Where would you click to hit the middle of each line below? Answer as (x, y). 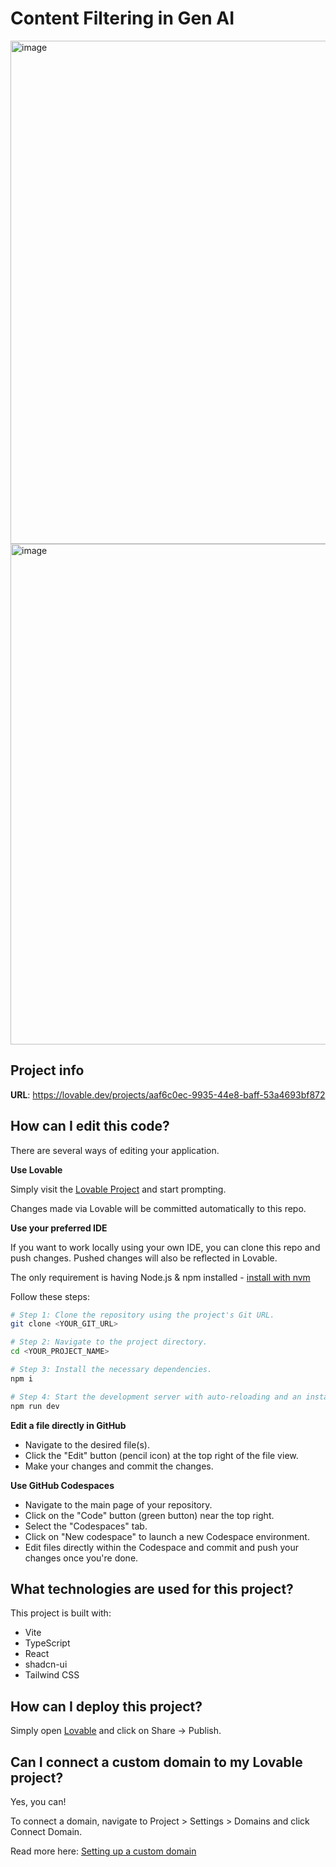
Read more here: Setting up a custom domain (103, 1851)
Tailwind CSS (52, 1675)
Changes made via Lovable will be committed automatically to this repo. (158, 1208)
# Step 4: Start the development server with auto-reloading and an (156, 1397)
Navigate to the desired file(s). (87, 1444)
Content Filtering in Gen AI (122, 18)
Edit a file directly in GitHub (68, 1425)
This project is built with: (61, 1613)
